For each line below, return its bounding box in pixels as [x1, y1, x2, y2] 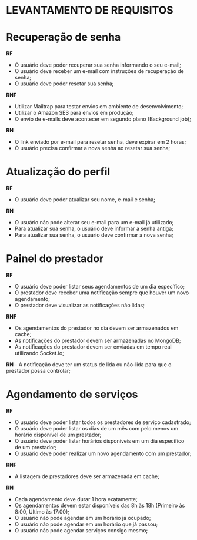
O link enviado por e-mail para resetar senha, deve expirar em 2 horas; [14, 138, 186, 145]
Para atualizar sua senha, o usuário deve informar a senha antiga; [14, 225, 173, 233]
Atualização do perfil [6, 165, 111, 178]
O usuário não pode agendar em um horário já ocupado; [14, 514, 151, 521]
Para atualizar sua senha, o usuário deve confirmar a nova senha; [14, 231, 173, 238]
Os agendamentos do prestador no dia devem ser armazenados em [14, 324, 179, 332]
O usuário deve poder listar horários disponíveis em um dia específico [14, 437, 185, 445]
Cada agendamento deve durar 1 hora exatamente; [14, 495, 138, 502]
